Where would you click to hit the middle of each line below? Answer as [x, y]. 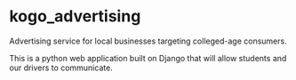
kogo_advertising [75, 16]
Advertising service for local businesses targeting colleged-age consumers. [148, 41]
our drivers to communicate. [61, 68]
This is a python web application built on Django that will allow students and [148, 58]
